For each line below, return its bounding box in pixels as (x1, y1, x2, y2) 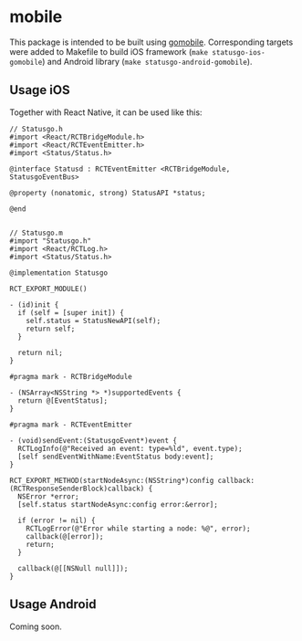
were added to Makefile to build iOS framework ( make (9, 46, 208, 57)
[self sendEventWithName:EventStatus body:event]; (17, 452, 214, 461)
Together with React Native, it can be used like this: (9, 107, 203, 118)
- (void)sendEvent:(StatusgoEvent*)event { (9, 436, 178, 445)
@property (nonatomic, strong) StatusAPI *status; (9, 188, 206, 197)
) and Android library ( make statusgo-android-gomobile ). (42, 56, 253, 67)
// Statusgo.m (9, 228, 64, 237)
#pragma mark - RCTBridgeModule (9, 372, 132, 381)
